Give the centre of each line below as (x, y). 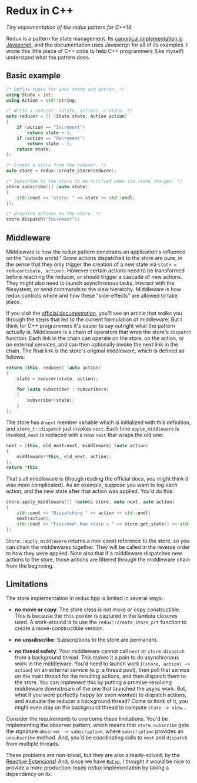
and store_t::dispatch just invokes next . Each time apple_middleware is (93, 428)
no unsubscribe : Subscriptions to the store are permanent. (86, 640)
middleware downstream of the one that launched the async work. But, (101, 689)
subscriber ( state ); (51, 400)
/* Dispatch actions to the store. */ (54, 214)
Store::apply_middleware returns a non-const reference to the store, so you (98, 541)
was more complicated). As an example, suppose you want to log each (92, 485)
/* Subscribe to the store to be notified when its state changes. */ (94, 181)
